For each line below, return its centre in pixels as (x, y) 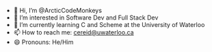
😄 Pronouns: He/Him (43, 42)
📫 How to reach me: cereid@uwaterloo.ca (74, 32)
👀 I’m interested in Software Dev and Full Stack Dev (86, 18)
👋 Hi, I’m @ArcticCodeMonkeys (58, 10)
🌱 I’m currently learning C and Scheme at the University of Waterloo (109, 25)
